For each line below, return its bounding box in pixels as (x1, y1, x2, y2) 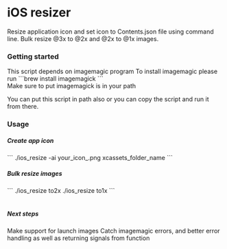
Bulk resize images (7, 169, 63, 177)
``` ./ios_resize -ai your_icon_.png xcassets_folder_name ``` (7, 154, 174, 162)
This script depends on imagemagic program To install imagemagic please (7, 67, 218, 76)
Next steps (7, 209, 39, 218)
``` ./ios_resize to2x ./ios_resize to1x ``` (7, 187, 115, 195)
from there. (7, 103, 39, 111)
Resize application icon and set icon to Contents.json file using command (7, 27, 214, 36)
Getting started (7, 51, 60, 61)
